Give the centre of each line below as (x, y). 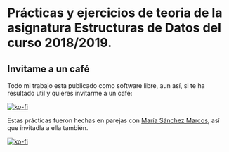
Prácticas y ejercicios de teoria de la (115, 13)
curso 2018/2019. (60, 43)
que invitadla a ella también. (48, 128)
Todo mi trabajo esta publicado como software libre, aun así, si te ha (106, 85)
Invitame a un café (48, 69)
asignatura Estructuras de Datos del (114, 28)
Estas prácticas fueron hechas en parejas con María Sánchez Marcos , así (113, 120)
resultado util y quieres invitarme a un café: (70, 93)
